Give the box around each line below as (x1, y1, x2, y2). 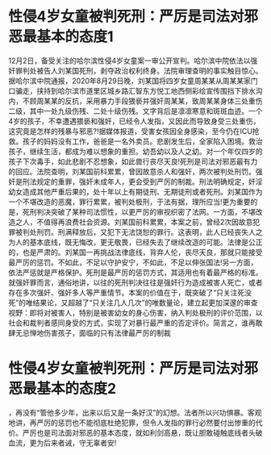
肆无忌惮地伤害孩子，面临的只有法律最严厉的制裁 (8, 328, 171, 337)
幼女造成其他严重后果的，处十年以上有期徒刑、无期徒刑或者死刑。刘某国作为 (8, 186, 263, 196)
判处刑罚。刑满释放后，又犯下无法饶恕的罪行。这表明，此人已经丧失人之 (22, 227, 263, 236)
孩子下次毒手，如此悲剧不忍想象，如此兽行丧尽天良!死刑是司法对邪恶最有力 (8, 157, 258, 166)
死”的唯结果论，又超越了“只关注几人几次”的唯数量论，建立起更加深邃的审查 (8, 298, 258, 307)
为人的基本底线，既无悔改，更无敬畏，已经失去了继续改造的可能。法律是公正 (8, 237, 263, 247)
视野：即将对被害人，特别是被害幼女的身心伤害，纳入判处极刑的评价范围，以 (8, 307, 263, 317)
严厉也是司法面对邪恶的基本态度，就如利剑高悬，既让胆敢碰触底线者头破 (22, 428, 263, 437)
